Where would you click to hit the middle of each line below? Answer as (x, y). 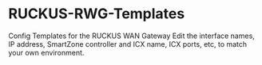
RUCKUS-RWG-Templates (97, 14)
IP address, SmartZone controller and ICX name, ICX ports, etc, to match (128, 44)
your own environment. (46, 52)
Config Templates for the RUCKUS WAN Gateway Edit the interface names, (132, 36)
